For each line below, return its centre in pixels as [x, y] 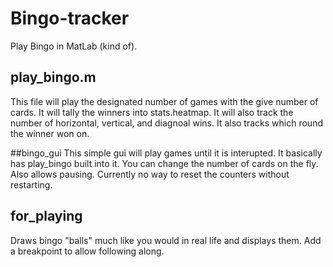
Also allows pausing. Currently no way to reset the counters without [150, 174]
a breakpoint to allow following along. [87, 251]
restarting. [31, 184]
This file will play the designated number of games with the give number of [164, 101]
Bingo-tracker [70, 18]
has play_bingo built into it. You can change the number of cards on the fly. [164, 163]
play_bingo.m [53, 77]
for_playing [46, 216]
